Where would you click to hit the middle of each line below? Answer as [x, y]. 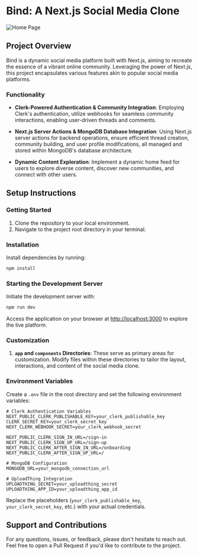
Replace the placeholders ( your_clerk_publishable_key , [74, 500]
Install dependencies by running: [46, 258]
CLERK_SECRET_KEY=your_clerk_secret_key [57, 422]
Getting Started [29, 210]
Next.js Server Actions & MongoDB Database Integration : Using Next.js [103, 132]
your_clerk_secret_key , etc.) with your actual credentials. [76, 506]
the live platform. [27, 325]
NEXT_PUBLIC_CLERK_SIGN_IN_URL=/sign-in [57, 437]
